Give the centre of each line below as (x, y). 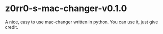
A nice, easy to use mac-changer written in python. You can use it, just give (81, 22)
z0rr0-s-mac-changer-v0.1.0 (66, 8)
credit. (12, 27)
